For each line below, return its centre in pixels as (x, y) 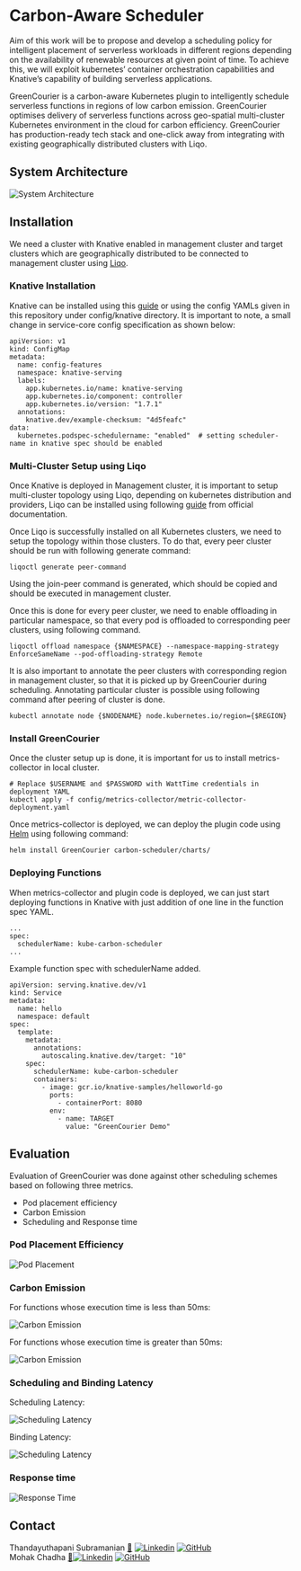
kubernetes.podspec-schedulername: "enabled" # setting (126, 435)
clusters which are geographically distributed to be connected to (129, 253)
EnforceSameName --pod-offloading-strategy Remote (106, 654)
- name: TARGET (86, 1118)
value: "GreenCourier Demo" (118, 1126)
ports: (62, 1095)
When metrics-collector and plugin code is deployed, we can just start (139, 892)
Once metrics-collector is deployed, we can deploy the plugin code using (145, 824)
